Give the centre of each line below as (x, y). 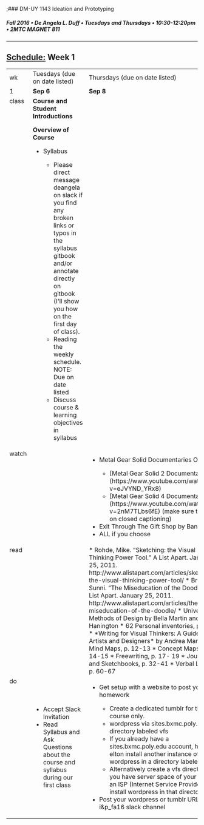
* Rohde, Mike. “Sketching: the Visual (142, 550)
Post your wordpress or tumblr (143, 799)
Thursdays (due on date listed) (133, 77)
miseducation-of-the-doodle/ (133, 610)
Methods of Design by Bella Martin (138, 618)
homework (114, 695)
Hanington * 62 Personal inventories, (142, 625)
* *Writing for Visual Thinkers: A (135, 633)
